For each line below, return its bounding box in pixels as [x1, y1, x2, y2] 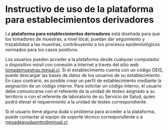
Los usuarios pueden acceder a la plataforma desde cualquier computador [5, 56, 160, 62]
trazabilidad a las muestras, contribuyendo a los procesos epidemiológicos [5, 41, 160, 47]
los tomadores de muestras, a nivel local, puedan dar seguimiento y [5, 36, 145, 42]
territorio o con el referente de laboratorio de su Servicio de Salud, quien [5, 93, 155, 99]
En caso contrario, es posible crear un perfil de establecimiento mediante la [5, 77, 161, 83]
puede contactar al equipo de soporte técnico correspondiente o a [5, 113, 143, 119]
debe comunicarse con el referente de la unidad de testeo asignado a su [5, 88, 155, 94]
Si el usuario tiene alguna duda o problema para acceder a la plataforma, [5, 108, 155, 114]
